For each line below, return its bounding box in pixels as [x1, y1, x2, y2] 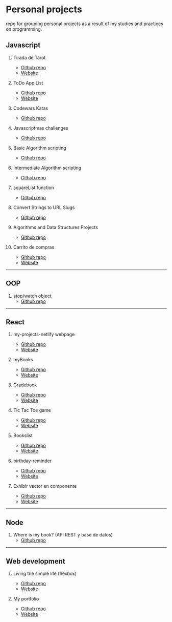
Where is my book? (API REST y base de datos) [13, 532, 113, 538]
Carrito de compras [13, 244, 55, 250]
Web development [6, 557, 65, 566]
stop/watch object [13, 293, 52, 299]
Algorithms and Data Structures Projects [13, 224, 99, 230]
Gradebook [13, 382, 37, 388]
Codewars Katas [13, 105, 48, 111]
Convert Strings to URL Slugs [13, 204, 75, 211]
